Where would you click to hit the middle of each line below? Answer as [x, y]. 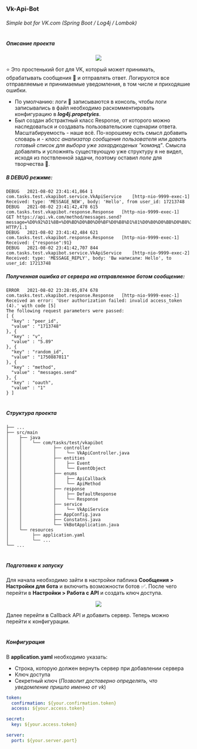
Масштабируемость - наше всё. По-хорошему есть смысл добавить [101, 133]
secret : [16, 719]
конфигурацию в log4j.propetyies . [57, 114]
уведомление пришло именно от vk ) [60, 687]
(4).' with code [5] [31, 306]
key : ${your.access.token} [44, 725]
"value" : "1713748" [36, 326]
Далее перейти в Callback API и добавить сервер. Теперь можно [88, 615]
